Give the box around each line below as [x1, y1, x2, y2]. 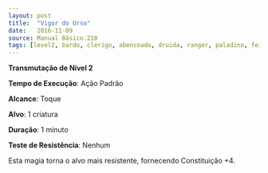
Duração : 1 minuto [8, 125, 69, 135]
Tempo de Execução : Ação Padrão [8, 79, 124, 88]
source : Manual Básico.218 [8, 33, 98, 42]
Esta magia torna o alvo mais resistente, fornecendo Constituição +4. [8, 156, 235, 166]
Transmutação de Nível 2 [8, 63, 93, 73]
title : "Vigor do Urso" [8, 19, 91, 27]
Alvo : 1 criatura [8, 109, 58, 120]
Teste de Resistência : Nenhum [8, 140, 111, 150]
